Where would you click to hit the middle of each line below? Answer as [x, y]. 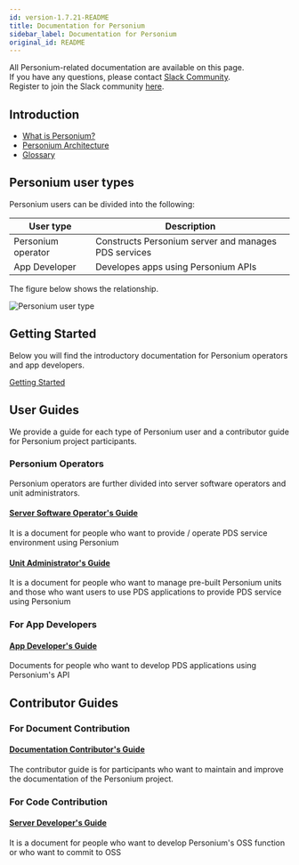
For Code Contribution [59, 802]
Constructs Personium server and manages [186, 241]
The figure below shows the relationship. [84, 288]
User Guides [44, 410]
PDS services [124, 252]
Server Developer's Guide [58, 823]
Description [190, 226]
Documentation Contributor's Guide [77, 749]
